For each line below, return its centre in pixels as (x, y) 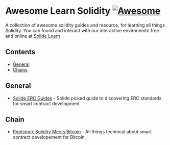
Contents (20, 52)
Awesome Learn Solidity (58, 11)
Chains (20, 69)
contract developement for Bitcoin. (49, 137)
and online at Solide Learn (33, 36)
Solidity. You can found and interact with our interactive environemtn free (82, 30)
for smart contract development (46, 103)
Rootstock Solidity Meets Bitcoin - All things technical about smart (82, 132)
